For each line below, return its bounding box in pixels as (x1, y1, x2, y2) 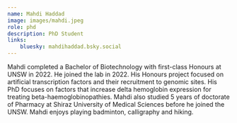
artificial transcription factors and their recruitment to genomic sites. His (7, 78, 217, 86)
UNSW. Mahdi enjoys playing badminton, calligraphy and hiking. (7, 107, 194, 116)
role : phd (7, 23, 37, 30)
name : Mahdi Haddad (7, 10, 65, 18)
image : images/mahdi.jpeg (7, 17, 83, 24)
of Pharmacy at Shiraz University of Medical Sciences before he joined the (7, 100, 225, 108)
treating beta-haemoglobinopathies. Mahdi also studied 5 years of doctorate (7, 93, 230, 101)
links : (7, 37, 27, 44)
